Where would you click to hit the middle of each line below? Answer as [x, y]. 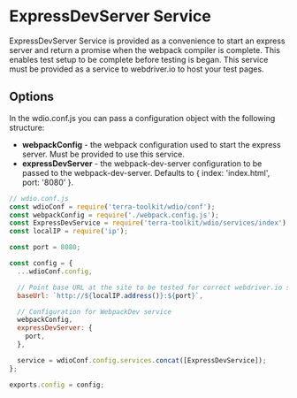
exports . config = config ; [57, 385]
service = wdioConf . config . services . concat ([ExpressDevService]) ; [142, 360]
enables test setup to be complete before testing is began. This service [139, 59]
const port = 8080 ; [45, 248]
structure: [27, 127]
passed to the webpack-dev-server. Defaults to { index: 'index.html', [146, 172]
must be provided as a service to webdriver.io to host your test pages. [137, 69]
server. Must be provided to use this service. [103, 154]
